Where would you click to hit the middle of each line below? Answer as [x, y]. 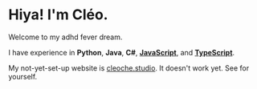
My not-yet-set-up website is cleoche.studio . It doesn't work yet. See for [129, 68]
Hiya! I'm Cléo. [58, 15]
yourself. [23, 76]
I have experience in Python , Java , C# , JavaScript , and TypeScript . [122, 52]
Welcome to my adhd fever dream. [65, 37]
